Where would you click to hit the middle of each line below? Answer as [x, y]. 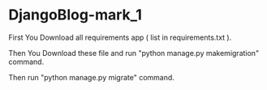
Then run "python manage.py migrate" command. [91, 77]
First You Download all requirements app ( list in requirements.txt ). [120, 37]
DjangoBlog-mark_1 [75, 15]
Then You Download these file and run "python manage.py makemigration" [134, 53]
